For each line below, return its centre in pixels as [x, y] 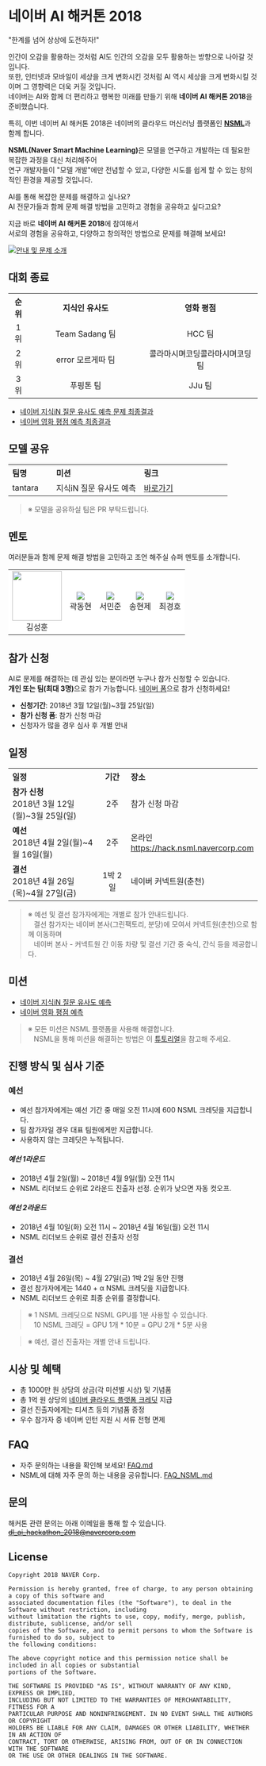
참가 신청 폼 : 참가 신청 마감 [60, 715]
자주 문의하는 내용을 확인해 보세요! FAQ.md [86, 1465]
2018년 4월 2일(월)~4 [53, 843]
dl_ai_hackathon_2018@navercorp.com [72, 1532]
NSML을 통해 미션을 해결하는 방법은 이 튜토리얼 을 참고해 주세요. [132, 1039]
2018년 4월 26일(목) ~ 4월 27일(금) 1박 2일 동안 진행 [102, 1278]
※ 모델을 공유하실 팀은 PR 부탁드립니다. [88, 509]
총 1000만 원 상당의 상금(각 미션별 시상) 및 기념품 [95, 1390]
